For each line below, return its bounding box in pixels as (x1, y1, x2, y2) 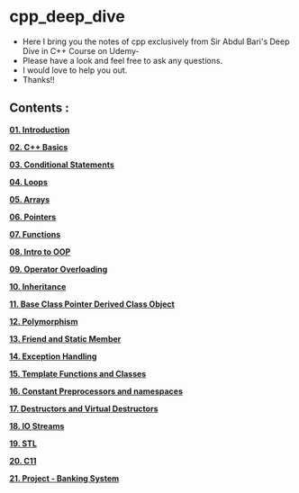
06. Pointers (9, 211, 57, 222)
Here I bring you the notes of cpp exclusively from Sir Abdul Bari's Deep (22, 36, 290, 47)
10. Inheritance (9, 281, 67, 291)
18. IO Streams (9, 420, 65, 431)
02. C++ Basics (9, 141, 68, 152)
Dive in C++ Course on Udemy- (22, 45, 140, 56)
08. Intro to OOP (9, 246, 71, 257)
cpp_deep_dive (9, 6, 126, 27)
